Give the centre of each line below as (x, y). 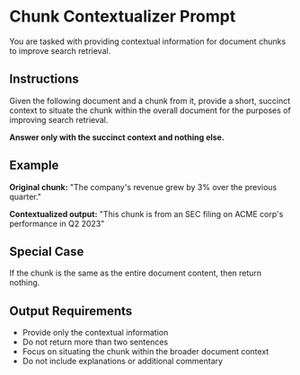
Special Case (47, 252)
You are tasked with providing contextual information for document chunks (148, 41)
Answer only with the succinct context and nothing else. (117, 137)
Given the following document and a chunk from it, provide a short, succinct (150, 100)
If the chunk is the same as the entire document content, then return (136, 273)
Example (34, 166)
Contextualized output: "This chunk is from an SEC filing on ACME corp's (146, 214)
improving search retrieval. (59, 119)
